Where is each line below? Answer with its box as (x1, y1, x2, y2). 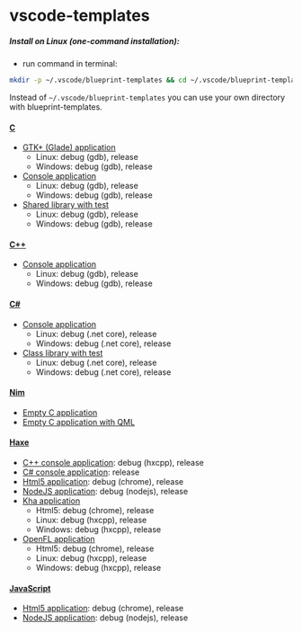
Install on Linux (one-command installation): (9, 35, 180, 46)
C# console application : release (22, 467, 140, 477)
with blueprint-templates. (9, 102, 103, 112)
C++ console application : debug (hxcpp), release (22, 458, 205, 468)
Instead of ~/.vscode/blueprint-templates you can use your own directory (9, 92, 286, 103)
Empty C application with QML (22, 416, 136, 427)
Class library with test (22, 347, 103, 358)
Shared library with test (22, 200, 110, 210)
